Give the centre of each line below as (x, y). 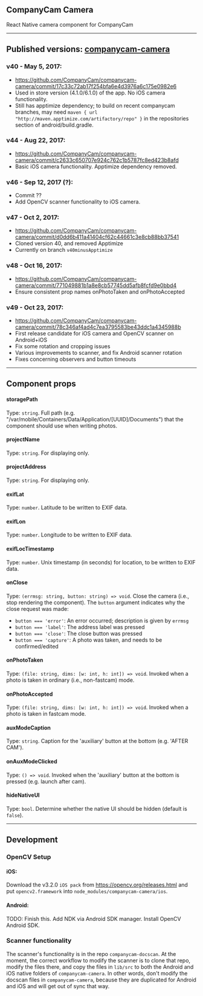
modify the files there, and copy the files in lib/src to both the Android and (100, 967)
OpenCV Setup (29, 857)
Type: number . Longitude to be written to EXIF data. (69, 535)
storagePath (22, 399)
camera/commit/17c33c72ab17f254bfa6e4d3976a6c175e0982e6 (96, 86)
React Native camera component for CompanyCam (70, 24)
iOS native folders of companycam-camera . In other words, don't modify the (97, 973)
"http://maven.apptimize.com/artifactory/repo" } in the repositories (102, 118)
